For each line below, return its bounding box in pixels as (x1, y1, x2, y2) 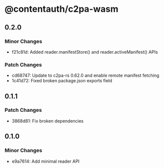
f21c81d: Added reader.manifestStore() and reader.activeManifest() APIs (11, 49, 158, 55)
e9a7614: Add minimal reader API (11, 158, 80, 164)
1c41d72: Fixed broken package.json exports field (11, 78, 113, 84)
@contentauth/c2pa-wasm (4, 3, 119, 15)
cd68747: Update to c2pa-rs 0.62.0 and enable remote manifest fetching (11, 72, 160, 78)
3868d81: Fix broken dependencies (11, 118, 84, 124)
